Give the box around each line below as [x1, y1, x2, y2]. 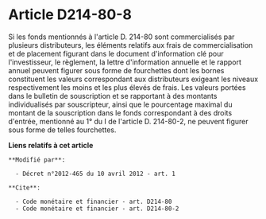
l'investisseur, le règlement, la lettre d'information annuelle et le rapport [8, 57, 242, 67]
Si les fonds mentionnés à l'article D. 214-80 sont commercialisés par [8, 32, 235, 41]
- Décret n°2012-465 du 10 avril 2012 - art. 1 [15, 170, 176, 178]
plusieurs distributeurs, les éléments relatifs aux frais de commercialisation [8, 40, 253, 49]
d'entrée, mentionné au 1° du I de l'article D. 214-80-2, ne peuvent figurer [8, 116, 249, 126]
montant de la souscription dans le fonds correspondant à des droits [8, 108, 233, 117]
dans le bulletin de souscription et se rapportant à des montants [8, 91, 218, 100]
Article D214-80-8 [8, 6, 133, 24]
